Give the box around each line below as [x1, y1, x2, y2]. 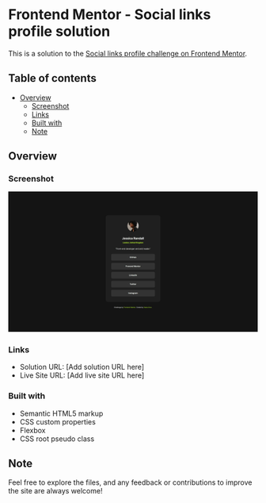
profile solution [8, 22, 111, 40]
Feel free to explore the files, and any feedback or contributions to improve [8, 478, 253, 487]
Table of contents [8, 71, 97, 85]
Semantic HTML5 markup [19, 409, 104, 418]
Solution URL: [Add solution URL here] [19, 363, 145, 372]
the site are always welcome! [8, 486, 103, 496]
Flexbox [19, 425, 46, 435]
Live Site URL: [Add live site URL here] [19, 371, 145, 380]
